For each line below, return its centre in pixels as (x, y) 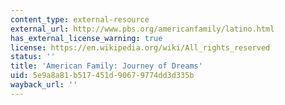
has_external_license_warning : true (86, 38)
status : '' (33, 57)
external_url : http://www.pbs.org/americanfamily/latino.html (142, 29)
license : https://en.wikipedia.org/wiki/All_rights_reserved (140, 47)
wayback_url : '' (44, 85)
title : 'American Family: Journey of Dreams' (106, 66)
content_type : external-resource (80, 19)
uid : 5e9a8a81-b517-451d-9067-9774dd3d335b (102, 76)
